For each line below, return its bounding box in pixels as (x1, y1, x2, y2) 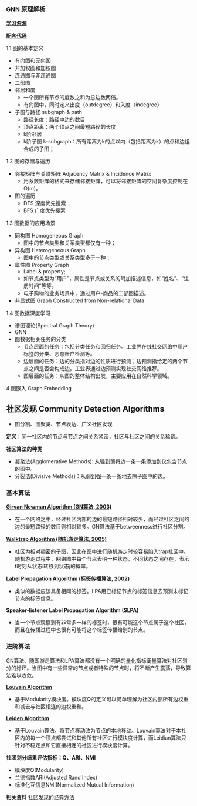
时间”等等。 (28, 282, 57, 289)
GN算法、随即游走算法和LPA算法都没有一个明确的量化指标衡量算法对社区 (6, 657, 183, 664)
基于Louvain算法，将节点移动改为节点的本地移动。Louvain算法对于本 (14, 727, 182, 734)
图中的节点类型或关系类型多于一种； (23, 254, 111, 261)
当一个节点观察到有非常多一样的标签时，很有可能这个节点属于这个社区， (14, 619, 189, 626)
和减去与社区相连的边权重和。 (14, 703, 87, 710)
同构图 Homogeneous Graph (14, 232, 84, 239)
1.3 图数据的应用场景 (6, 219, 56, 227)
